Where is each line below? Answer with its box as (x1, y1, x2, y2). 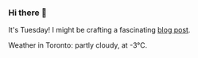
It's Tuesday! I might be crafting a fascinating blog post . (8, 25, 191, 35)
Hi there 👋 (8, 7, 48, 18)
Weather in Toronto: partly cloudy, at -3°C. (8, 41, 148, 50)
